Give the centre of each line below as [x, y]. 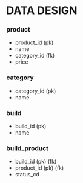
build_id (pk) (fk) [36, 162]
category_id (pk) [35, 91]
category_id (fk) [35, 56]
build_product [28, 148]
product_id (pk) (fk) [39, 168]
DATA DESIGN [42, 11]
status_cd [27, 175]
